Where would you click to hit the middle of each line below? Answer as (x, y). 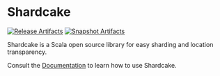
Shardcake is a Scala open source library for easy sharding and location (110, 44)
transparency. (27, 52)
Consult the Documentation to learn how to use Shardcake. (92, 65)
